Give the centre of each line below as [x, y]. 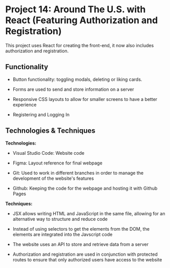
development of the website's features [53, 178]
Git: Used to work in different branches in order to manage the [78, 173]
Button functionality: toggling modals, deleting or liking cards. [77, 79]
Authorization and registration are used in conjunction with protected [85, 254]
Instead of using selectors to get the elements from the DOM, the [81, 229]
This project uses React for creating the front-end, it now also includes [80, 45]
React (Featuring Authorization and [82, 20]
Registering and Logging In [41, 114]
